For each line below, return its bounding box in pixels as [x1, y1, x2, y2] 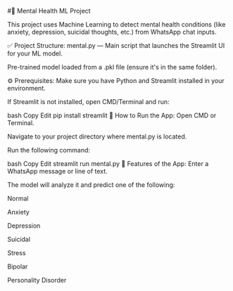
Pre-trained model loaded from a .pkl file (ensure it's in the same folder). [7, 63, 218, 71]
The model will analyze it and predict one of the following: [7, 181, 175, 189]
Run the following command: [7, 146, 90, 154]
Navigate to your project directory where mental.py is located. [7, 132, 187, 141]
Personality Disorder [7, 276, 67, 284]
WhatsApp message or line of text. [7, 167, 108, 175]
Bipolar [7, 262, 28, 271]
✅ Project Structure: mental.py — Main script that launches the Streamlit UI [7, 41, 225, 49]
